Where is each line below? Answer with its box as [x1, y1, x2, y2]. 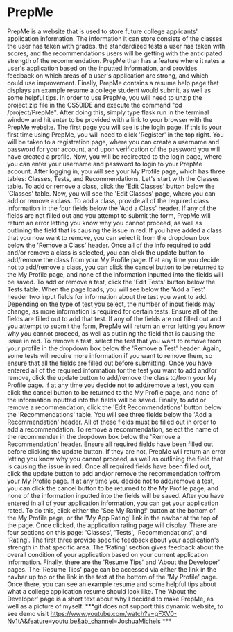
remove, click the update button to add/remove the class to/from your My [7, 373, 217, 382]
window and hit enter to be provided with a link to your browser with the [7, 115, 213, 123]
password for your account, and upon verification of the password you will [7, 145, 221, 153]
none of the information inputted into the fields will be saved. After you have [7, 491, 224, 499]
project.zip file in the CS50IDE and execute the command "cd [7, 101, 182, 109]
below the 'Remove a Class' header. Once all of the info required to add [7, 241, 212, 249]
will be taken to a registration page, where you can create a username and [7, 137, 220, 146]
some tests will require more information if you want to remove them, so [7, 351, 213, 359]
